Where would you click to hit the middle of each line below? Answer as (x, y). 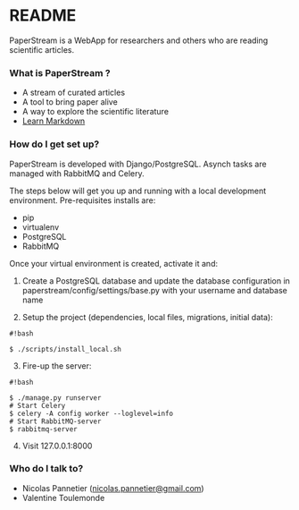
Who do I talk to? (46, 469)
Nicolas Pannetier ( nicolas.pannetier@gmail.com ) (113, 488)
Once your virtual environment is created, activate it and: (114, 263)
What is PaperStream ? (60, 72)
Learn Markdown (54, 121)
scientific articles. (42, 49)
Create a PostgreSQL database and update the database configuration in (156, 280)
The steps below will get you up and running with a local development (138, 191)
